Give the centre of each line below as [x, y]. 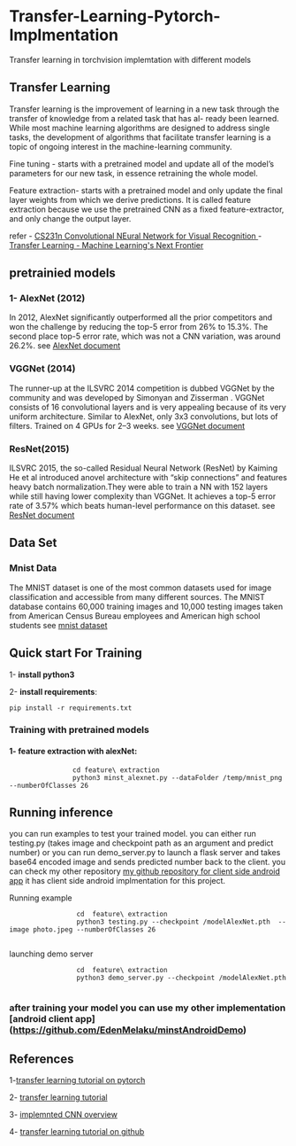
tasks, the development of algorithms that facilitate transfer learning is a [140, 137]
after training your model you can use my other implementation [148, 1008]
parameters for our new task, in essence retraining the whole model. [133, 173]
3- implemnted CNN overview [63, 1115]
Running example [41, 898]
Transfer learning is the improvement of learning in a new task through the [144, 109]
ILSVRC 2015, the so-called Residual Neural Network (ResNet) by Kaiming [144, 468]
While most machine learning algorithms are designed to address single [140, 128]
